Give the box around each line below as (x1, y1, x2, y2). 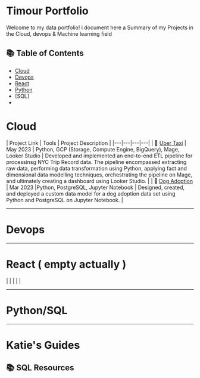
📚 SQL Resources (6, 362, 74, 373)
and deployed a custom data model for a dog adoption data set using (6, 190, 176, 197)
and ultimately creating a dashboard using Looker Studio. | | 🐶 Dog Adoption (6, 177, 193, 184)
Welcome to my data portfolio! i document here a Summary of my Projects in (6, 24, 193, 31)
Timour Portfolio (6, 4, 89, 18)
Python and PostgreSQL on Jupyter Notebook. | (6, 196, 123, 203)
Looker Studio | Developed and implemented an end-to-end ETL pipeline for (6, 152, 193, 159)
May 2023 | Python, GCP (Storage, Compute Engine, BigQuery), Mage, (6, 145, 180, 153)
